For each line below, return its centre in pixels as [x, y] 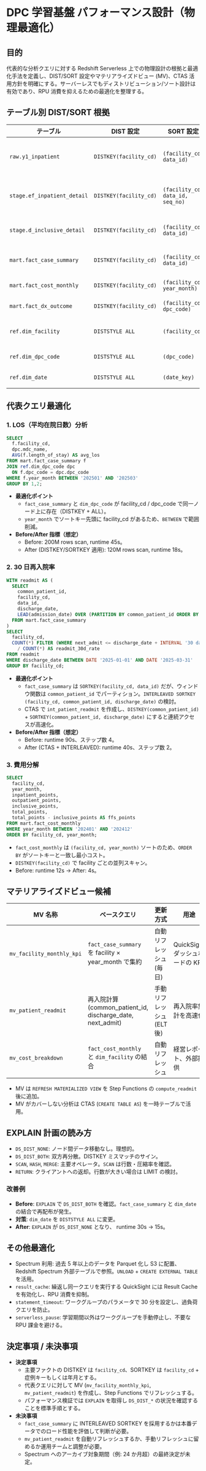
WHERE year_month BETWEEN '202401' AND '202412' [70, 829]
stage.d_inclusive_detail [47, 230]
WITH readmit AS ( [30, 580]
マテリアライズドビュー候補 [59, 891]
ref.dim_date [29, 377]
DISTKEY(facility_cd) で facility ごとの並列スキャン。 [83, 863]
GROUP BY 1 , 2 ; [25, 484]
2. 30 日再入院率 [31, 567]
